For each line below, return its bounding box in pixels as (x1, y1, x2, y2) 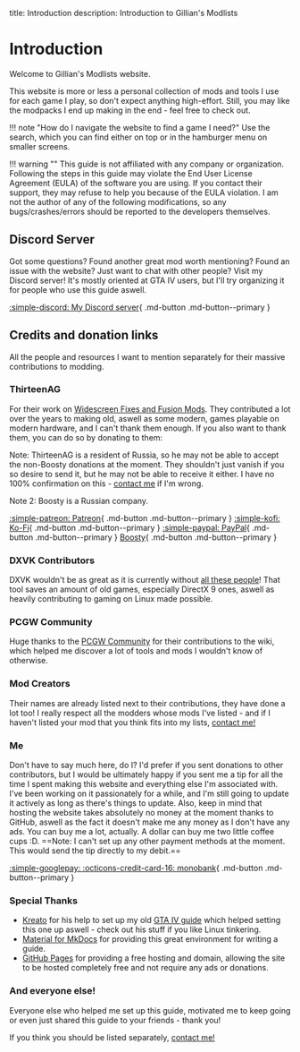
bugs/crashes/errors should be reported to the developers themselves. (9, 206, 271, 217)
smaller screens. (9, 141, 71, 151)
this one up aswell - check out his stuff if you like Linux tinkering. (21, 924, 262, 935)
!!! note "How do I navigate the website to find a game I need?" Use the (9, 122, 271, 133)
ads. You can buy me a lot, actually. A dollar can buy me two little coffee (9, 826, 275, 837)
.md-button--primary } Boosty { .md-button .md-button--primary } (35, 532, 278, 543)
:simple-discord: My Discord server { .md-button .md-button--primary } (9, 302, 271, 312)
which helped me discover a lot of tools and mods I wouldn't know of (9, 646, 263, 656)
